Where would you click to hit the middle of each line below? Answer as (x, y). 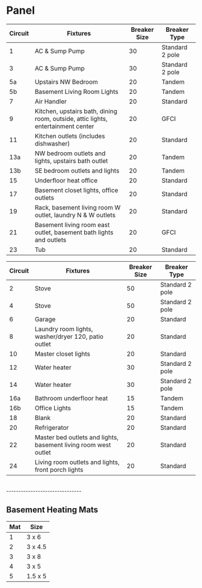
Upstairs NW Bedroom (66, 82)
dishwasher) (52, 143)
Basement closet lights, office (76, 190)
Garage (45, 319)
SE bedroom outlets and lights (77, 170)
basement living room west (73, 445)
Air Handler (51, 101)
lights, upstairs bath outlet (71, 161)
